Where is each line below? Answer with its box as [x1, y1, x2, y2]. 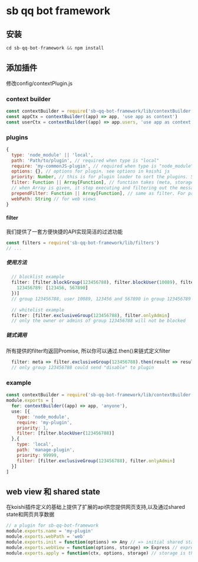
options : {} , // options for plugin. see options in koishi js [11, 168, 170, 175]
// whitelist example [11, 307, 65, 313]
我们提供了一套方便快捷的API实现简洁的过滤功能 [6, 228, 123, 235]
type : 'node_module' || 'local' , [11, 152, 94, 158]
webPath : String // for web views [11, 196, 96, 202]
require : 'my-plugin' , [16, 419, 72, 426]
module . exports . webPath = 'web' [6, 534, 85, 540]
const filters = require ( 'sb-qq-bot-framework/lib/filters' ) [6, 240, 160, 246]
